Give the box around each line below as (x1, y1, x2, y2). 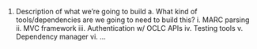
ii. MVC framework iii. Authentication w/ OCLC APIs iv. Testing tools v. (15, 24, 244, 32)
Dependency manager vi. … (15, 32, 107, 41)
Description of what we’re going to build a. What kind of (15, 7, 198, 16)
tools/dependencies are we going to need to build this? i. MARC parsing (15, 15, 250, 24)
